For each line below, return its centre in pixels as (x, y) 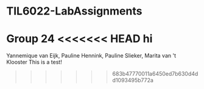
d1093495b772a (133, 81)
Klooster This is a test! (34, 62)
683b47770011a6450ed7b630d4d (155, 74)
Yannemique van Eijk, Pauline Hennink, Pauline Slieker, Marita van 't (91, 56)
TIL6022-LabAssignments (74, 11)
